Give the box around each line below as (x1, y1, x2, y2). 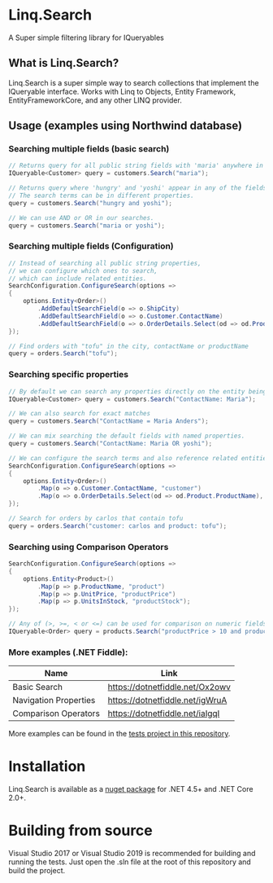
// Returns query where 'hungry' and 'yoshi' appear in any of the (8, 184, 242, 192)
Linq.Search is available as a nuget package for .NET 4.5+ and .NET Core (8, 784, 253, 794)
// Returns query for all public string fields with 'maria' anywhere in (8, 161, 264, 170)
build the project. (8, 866, 66, 876)
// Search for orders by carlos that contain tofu (8, 515, 184, 523)
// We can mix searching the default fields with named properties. (8, 432, 245, 441)
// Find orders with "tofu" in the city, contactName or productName (8, 342, 249, 350)
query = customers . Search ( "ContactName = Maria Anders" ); (8, 417, 209, 425)
